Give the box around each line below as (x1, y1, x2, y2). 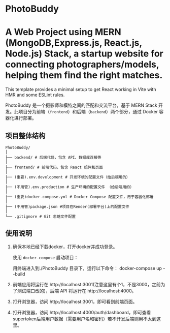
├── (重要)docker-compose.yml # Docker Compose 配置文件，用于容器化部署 (5, 194, 154, 199)
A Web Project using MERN (5, 26, 122, 38)
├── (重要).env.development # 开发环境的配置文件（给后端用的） (5, 174, 130, 179)
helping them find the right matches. (5, 70, 163, 81)
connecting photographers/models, (5, 59, 159, 70)
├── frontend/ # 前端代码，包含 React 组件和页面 (5, 165, 103, 170)
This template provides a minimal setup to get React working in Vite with (5, 86, 156, 93)
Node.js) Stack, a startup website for (5, 48, 164, 59)
